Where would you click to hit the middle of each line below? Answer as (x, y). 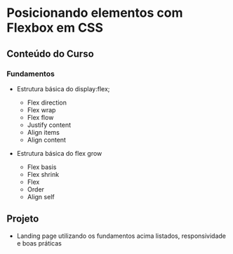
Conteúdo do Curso (50, 54)
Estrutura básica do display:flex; (63, 88)
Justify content (49, 125)
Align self (41, 196)
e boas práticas (39, 243)
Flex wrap (41, 109)
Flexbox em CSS (55, 28)
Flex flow (40, 117)
